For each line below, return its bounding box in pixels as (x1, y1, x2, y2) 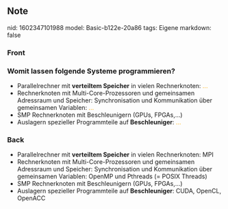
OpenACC (16, 194, 46, 202)
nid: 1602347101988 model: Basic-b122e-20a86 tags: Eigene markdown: (7, 23, 212, 31)
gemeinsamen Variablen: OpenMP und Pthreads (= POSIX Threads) (16, 172, 207, 180)
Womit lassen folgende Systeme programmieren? (7, 66, 176, 76)
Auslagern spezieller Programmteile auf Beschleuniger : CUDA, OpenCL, (16, 187, 221, 195)
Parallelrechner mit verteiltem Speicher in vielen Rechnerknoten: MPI (16, 150, 214, 159)
